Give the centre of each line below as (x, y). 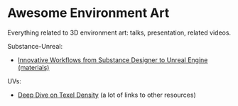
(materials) (33, 67)
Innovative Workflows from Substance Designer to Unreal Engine (113, 60)
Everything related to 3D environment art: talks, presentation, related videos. (119, 33)
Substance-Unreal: (35, 46)
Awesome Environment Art (88, 13)
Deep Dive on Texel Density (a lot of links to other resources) (107, 95)
